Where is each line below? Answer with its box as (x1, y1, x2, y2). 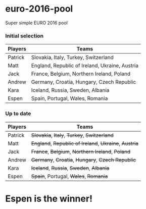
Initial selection (5, 32, 44, 39)
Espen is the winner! (5, 193, 92, 204)
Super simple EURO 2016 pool (5, 20, 68, 26)
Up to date (5, 110, 31, 117)
